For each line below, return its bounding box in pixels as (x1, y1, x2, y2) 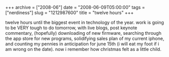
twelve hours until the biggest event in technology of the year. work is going (5, 20, 164, 25)
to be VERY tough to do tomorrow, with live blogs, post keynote (5, 25, 138, 31)
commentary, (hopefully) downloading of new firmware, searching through (5, 30, 161, 36)
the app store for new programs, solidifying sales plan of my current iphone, (5, 35, 164, 41)
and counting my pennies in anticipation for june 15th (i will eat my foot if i (5, 41, 159, 47)
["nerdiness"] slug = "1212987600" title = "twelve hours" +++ (5, 10, 134, 16)
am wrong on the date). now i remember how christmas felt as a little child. (5, 46, 161, 52)
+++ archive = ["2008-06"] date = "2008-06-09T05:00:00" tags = (5, 5, 145, 10)
